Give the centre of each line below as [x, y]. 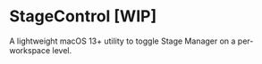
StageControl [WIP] [83, 16]
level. [62, 50]
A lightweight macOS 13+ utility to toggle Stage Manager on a [123, 41]
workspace [30, 50]
